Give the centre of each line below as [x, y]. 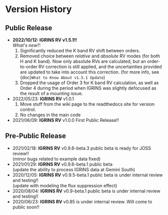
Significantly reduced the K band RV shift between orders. [80, 51]
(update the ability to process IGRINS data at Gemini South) [74, 169]
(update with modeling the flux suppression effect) [65, 185]
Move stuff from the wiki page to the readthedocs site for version [87, 104]
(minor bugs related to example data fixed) [56, 159]
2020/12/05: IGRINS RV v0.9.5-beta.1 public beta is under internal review [88, 175]
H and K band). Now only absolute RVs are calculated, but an [83, 61]
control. [28, 110]
